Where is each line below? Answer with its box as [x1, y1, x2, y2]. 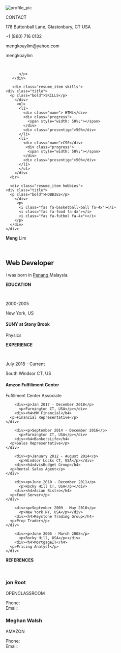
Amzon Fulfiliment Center [5, 381, 60, 388]
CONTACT [5, 14, 27, 20]
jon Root [5, 579, 26, 586]
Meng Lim [5, 235, 27, 241]
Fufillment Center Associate [5, 393, 62, 399]
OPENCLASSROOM [5, 590, 45, 596]
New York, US [5, 310, 34, 316]
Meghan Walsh [5, 617, 42, 624]
